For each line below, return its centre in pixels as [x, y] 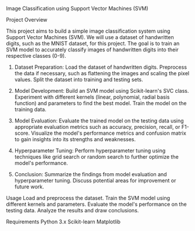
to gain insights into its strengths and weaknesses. [75, 139]
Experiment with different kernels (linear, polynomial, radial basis [92, 97]
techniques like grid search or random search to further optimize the [96, 157]
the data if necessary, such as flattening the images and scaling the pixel [102, 73]
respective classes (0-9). [36, 56]
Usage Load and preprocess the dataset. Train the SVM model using [88, 198]
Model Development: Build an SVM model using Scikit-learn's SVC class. [102, 91]
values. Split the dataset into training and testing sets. [79, 79]
